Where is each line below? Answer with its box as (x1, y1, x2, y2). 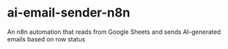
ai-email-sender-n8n (7, 5, 131, 21)
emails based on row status (7, 35, 86, 43)
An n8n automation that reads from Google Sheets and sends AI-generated (7, 28, 221, 36)
